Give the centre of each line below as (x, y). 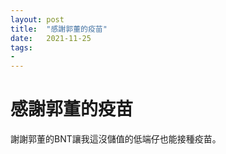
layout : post (37, 19)
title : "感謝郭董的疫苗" (59, 29)
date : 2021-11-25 (51, 38)
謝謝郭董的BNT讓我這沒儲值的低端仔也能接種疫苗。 (116, 139)
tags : (21, 47)
